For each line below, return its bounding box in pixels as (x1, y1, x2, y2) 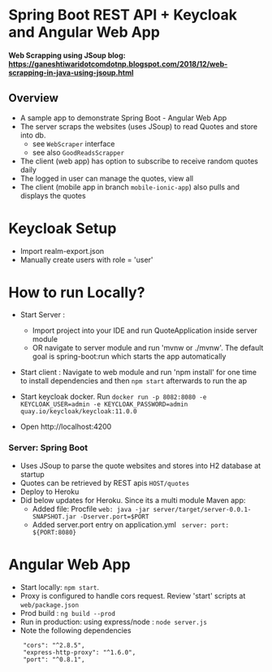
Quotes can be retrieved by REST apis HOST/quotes (19, 478, 190, 487)
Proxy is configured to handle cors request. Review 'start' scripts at (19, 591, 246, 600)
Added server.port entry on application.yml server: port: (32, 519, 230, 530)
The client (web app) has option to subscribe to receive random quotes (19, 156, 258, 166)
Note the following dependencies (19, 625, 132, 635)
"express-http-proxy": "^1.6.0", (23, 648, 136, 657)
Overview (8, 91, 59, 105)
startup (19, 469, 45, 479)
